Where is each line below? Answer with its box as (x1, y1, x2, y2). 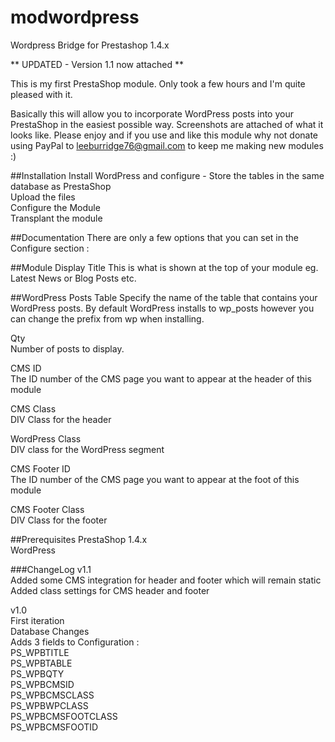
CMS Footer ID (10, 462, 71, 475)
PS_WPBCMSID (10, 678, 75, 690)
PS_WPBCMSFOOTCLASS (10, 710, 118, 722)
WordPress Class (10, 432, 82, 445)
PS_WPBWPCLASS (10, 699, 89, 711)
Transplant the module (10, 212, 103, 224)
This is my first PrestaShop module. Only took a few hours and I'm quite (10, 77, 306, 90)
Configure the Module (10, 201, 101, 213)
